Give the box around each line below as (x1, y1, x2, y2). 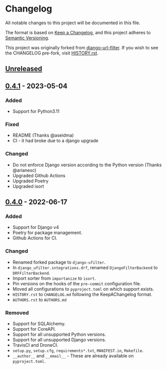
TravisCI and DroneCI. (12, 342, 59, 348)
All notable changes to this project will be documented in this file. (5, 20, 141, 26)
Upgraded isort (12, 183, 44, 189)
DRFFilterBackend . (12, 270, 50, 276)
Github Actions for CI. (12, 235, 58, 241)
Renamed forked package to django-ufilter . (12, 259, 106, 265)
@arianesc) (12, 167, 37, 173)
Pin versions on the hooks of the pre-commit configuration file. (12, 280, 141, 286)
